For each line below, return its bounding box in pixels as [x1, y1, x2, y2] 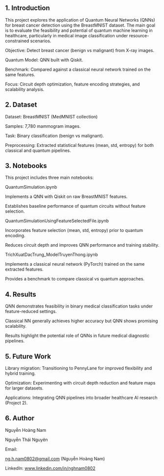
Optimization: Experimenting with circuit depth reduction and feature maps [5, 380, 156, 386]
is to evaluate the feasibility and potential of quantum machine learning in [5, 27, 153, 33]
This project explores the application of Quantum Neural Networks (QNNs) [5, 17, 155, 23]
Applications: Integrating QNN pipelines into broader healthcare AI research [5, 395, 158, 401]
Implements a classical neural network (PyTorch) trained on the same [5, 261, 145, 267]
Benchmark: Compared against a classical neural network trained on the [5, 66, 151, 72]
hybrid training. [5, 370, 36, 376]
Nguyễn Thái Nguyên [5, 437, 48, 443]
